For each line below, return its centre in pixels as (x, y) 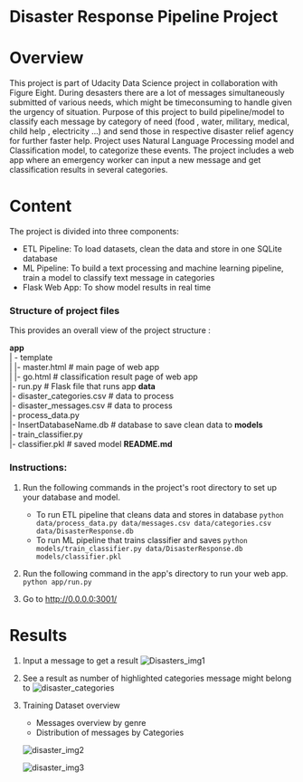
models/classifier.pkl (79, 557)
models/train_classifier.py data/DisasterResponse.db (139, 548)
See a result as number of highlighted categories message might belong (157, 678)
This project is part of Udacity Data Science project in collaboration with (144, 83)
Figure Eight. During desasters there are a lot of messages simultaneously (147, 93)
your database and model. (71, 497)
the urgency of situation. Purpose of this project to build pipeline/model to (147, 112)
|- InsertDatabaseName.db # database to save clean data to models (137, 425)
